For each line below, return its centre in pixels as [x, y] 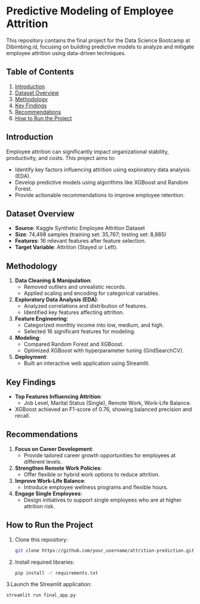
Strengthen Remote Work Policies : [59, 468]
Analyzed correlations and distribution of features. [85, 306]
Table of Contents [40, 72]
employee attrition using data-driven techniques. [66, 53]
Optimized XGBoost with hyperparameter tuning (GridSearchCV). [104, 351]
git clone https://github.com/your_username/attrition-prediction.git [104, 550]
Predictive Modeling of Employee [90, 11]
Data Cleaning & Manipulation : [53, 280]
